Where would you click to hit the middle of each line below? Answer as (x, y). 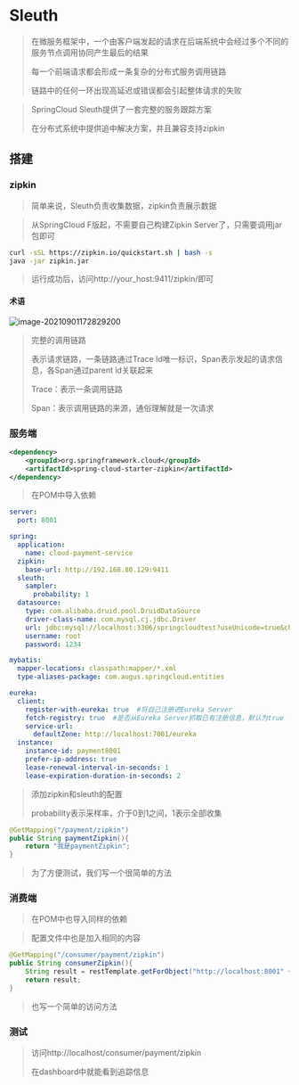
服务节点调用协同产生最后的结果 (89, 52)
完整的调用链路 (58, 340)
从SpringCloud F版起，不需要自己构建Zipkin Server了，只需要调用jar (157, 225)
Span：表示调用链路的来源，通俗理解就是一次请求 (122, 407)
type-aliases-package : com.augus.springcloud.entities (121, 677)
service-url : (49, 726)
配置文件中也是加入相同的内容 (85, 938)
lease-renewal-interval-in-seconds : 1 (97, 768)
